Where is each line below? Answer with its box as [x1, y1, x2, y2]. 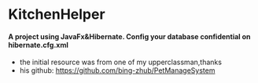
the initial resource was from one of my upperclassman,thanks [19, 57, 223, 67]
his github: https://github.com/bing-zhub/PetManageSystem [19, 66, 216, 75]
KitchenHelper [8, 5, 105, 23]
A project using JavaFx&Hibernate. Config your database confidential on [8, 31, 251, 41]
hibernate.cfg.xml [8, 40, 69, 49]
